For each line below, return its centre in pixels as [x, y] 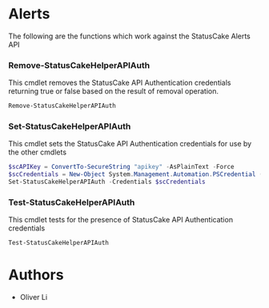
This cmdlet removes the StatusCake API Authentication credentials [120, 83]
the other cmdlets [37, 152]
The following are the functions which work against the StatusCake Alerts [129, 36]
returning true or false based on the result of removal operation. [113, 91]
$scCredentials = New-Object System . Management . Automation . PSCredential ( [136, 174]
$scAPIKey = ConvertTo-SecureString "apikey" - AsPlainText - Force [121, 167]
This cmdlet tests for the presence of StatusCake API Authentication [121, 220]
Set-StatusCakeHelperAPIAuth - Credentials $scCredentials [107, 182]
